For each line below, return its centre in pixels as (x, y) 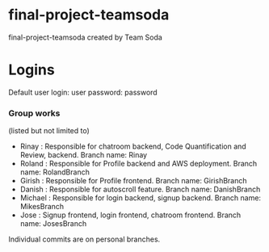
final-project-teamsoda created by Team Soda (86, 37)
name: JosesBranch (53, 224)
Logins (32, 70)
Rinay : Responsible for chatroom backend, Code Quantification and (133, 146)
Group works (34, 113)
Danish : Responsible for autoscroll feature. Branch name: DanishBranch (140, 189)
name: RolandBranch (55, 172)
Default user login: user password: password (83, 92)
